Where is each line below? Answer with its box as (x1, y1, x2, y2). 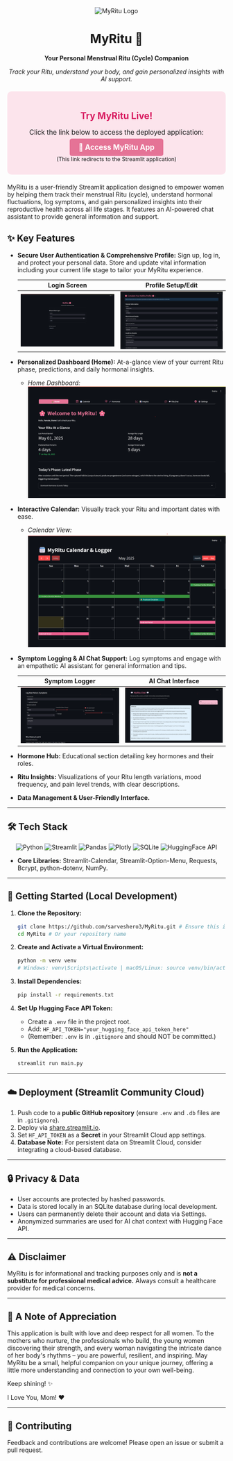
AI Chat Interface (148, 677, 200, 685)
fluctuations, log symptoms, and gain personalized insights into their (7, 197, 202, 206)
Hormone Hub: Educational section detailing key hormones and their (17, 752, 214, 760)
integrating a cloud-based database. (17, 1145, 122, 1153)
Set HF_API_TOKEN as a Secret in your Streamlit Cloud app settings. (17, 1130, 207, 1139)
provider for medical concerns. (7, 1284, 96, 1292)
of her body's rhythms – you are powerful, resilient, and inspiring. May (7, 1351, 208, 1360)
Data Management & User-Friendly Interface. (17, 794, 150, 802)
